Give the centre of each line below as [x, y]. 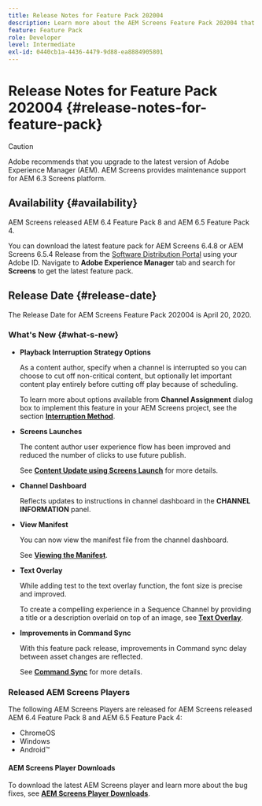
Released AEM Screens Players [69, 692]
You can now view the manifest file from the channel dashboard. [124, 540]
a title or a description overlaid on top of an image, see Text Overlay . [131, 617]
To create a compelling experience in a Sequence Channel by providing [135, 609]
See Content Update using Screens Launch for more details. [119, 470]
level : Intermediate [42, 45]
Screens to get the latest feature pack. [71, 271]
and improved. [43, 594]
